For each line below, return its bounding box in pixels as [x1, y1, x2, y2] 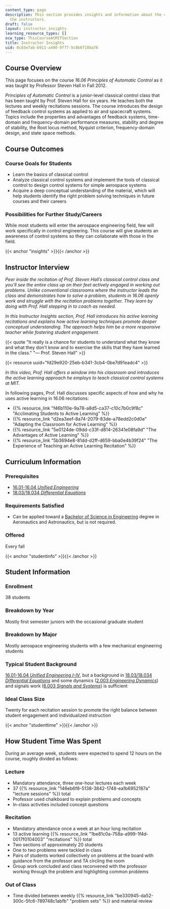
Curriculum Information [5, 458, 81, 466]
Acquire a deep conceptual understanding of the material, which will [12, 188, 155, 194]
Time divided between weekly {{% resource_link [12, 893, 114, 899]
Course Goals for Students [5, 160, 72, 167]
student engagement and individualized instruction [5, 712, 111, 719]
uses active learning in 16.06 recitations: [5, 395, 89, 401]
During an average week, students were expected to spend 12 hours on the [5, 750, 162, 757]
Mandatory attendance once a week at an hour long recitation [12, 825, 142, 832]
